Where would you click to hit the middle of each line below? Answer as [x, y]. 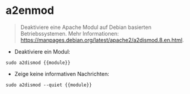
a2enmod [30, 11]
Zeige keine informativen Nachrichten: [62, 74]
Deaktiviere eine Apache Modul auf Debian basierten [86, 27]
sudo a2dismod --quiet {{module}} [49, 85]
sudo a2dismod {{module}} [38, 63]
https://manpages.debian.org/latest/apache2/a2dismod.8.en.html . [102, 40]
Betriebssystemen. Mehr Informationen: [69, 33]
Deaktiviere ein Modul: [42, 51]
